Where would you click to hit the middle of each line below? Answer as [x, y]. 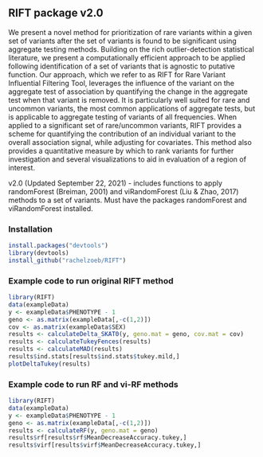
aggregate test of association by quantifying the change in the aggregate [128, 92]
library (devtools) [39, 253]
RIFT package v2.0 [56, 13]
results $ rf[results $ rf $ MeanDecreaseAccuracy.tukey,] [98, 438]
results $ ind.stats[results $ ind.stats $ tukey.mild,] [94, 357]
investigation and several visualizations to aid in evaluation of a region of [128, 159]
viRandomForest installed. [51, 208]
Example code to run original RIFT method [91, 280]
